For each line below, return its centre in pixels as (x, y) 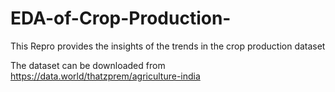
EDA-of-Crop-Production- (121, 18)
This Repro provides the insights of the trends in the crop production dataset (168, 46)
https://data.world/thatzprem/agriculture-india (105, 76)
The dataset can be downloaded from (88, 65)
